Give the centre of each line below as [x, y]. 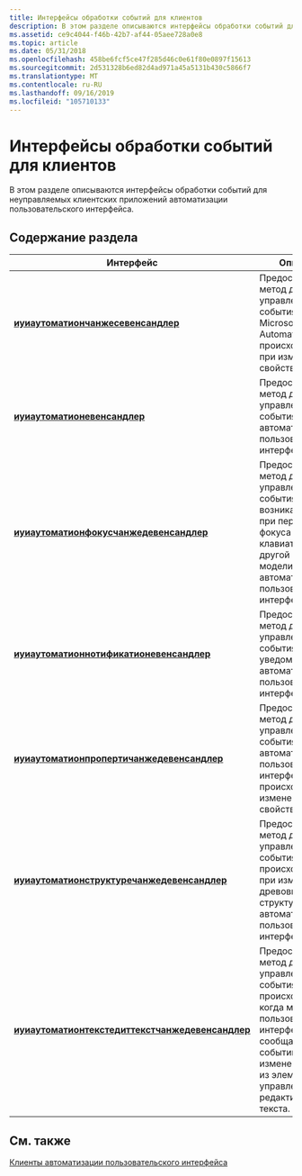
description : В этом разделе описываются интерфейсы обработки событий [146, 26]
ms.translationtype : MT [54, 77]
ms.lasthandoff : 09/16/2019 [62, 93]
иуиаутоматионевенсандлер [80, 417]
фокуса [275, 532]
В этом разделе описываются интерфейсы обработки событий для [138, 190]
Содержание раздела [74, 237]
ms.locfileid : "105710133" [60, 101]
